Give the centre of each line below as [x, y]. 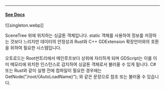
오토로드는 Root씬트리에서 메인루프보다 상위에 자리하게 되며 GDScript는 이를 [79, 58]
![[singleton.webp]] [25, 26]
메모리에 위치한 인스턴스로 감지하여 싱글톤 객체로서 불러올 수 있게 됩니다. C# [83, 64]
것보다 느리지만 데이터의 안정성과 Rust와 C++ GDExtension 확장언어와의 [80, 42]
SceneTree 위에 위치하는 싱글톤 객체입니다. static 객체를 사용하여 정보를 [74, 35]
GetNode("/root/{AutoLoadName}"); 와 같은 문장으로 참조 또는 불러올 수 [75, 77]
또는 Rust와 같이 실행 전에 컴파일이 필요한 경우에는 [54, 71]
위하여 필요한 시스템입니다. [36, 48]
